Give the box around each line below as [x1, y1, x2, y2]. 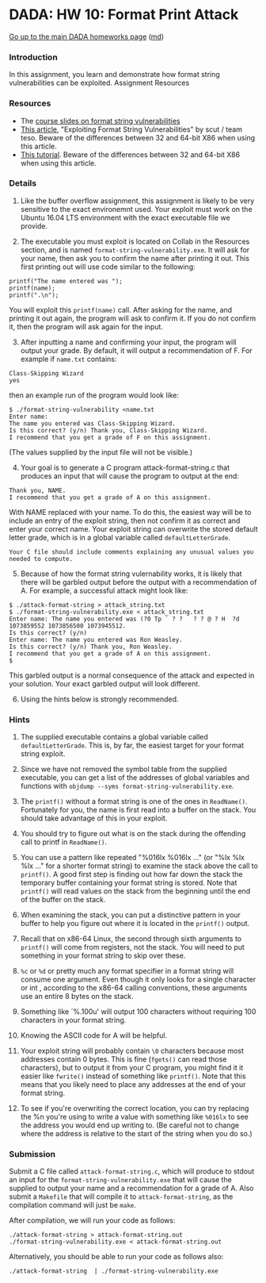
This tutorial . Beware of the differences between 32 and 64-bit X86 [20, 149, 241, 159]
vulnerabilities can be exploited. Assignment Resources [9, 78, 190, 88]
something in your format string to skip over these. [20, 951, 186, 961]
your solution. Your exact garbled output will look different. [9, 678, 200, 688]
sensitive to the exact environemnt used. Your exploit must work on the [20, 204, 253, 213]
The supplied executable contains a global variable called [20, 732, 208, 742]
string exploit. [20, 749, 66, 759]
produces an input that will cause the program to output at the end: [20, 471, 240, 481]
